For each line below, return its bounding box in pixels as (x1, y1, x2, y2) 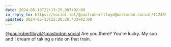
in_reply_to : (5, 12, 33, 17)
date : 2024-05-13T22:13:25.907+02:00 (5, 7, 85, 13)
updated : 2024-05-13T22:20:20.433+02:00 (5, 17, 93, 22)
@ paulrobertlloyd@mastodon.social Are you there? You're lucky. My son (5, 31, 157, 37)
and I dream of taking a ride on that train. (5, 36, 91, 42)
